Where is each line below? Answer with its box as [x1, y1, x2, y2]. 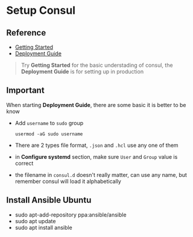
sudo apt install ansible [14, 224, 72, 231]
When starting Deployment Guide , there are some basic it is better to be [6, 101, 186, 108]
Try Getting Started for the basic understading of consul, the [21, 61, 173, 69]
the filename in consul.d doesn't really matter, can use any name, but [14, 171, 187, 178]
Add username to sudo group [14, 119, 83, 126]
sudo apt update [14, 217, 56, 224]
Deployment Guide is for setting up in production [21, 68, 144, 75]
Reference [6, 28, 46, 38]
